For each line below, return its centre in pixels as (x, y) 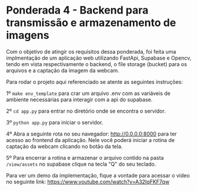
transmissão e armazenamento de (91, 23)
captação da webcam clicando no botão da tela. (64, 146)
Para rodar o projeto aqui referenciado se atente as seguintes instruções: (95, 82)
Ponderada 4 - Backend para (77, 10)
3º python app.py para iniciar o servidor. (55, 122)
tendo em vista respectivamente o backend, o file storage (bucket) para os (96, 64)
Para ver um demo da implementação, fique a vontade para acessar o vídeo (98, 175)
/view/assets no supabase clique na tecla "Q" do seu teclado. (81, 164)
